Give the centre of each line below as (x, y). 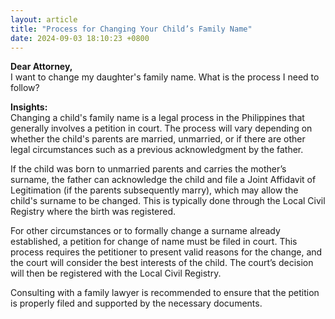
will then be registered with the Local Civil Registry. (116, 273)
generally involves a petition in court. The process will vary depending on (161, 128)
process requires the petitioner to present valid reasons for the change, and (166, 252)
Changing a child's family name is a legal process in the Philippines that (157, 118)
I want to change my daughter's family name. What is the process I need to (165, 77)
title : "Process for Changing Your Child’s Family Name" (131, 29)
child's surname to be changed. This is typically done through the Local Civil (168, 201)
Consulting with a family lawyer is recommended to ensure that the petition (165, 293)
